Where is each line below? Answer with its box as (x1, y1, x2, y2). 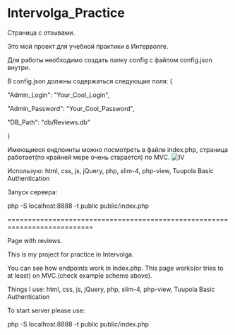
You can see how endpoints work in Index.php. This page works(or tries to (7, 264, 224, 272)
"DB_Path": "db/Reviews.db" (7, 118, 90, 127)
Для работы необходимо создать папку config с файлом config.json (7, 55, 213, 64)
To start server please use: (7, 306, 85, 315)
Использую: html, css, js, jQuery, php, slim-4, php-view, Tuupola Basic (7, 166, 214, 175)
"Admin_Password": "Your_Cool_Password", (7, 104, 135, 112)
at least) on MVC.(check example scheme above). (7, 271, 152, 280)
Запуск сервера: (7, 187, 58, 196)
